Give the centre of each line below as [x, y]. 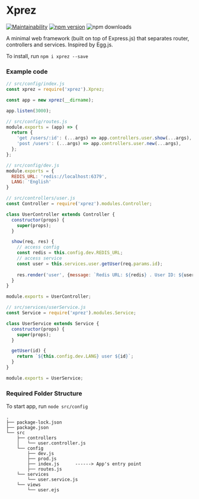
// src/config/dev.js [33, 165]
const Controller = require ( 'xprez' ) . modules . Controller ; [79, 204]
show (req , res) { [33, 242]
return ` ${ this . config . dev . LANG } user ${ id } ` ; [75, 356]
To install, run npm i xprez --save [47, 56]
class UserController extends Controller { [61, 214]
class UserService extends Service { [53, 323]
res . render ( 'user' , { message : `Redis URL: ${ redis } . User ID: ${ [100, 275]
